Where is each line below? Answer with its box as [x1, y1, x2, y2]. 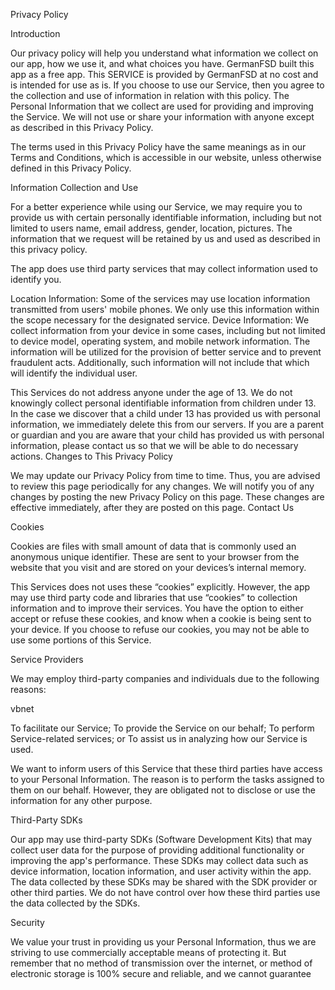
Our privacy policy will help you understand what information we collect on [10, 47, 319, 59]
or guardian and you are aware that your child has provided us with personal [10, 429, 325, 441]
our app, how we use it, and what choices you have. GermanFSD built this [10, 58, 315, 69]
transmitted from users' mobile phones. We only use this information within [10, 304, 320, 315]
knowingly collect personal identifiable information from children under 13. [10, 397, 317, 409]
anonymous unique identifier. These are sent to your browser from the [10, 551, 300, 563]
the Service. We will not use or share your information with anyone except [10, 111, 315, 123]
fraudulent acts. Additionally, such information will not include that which [10, 357, 310, 368]
